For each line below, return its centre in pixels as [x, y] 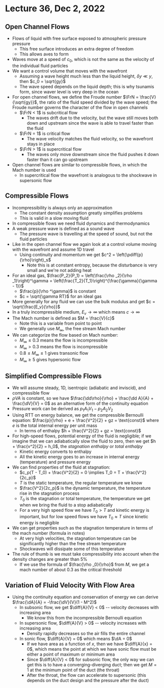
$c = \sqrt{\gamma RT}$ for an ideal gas [60, 296]
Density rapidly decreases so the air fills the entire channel [86, 634]
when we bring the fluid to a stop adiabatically [66, 505]
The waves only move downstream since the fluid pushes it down [93, 154]
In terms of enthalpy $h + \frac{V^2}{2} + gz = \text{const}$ [80, 431]
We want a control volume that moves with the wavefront [70, 71]
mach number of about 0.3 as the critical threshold [70, 570]
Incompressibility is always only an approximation [62, 208]
